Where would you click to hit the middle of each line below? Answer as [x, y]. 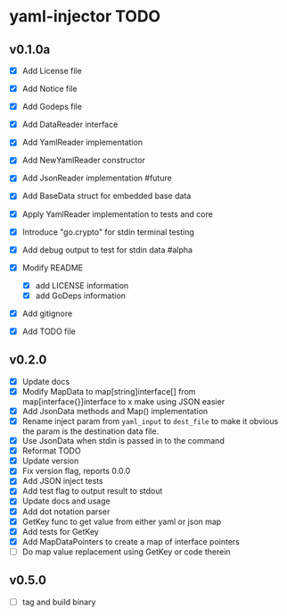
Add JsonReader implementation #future [97, 178]
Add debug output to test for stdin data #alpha [107, 250]
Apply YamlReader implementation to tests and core [118, 214]
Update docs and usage [66, 501]
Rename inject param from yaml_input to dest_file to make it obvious [150, 421]
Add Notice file [49, 89]
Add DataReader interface [70, 125]
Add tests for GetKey [61, 531]
